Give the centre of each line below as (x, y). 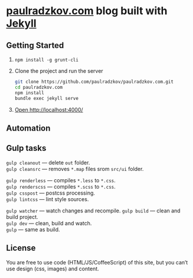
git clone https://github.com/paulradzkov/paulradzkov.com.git (94, 82)
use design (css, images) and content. (53, 269)
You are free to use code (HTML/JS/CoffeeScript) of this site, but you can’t (97, 262)
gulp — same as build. (33, 229)
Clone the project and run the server (59, 71)
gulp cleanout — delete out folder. (48, 162)
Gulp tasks (26, 148)
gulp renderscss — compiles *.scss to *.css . (61, 186)
